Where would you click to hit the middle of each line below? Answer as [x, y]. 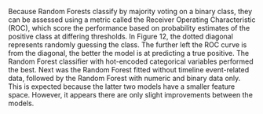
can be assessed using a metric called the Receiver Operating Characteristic [132, 20]
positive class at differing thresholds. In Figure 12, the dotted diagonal [121, 36]
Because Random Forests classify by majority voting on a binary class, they [130, 11]
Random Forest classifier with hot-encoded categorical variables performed [131, 61]
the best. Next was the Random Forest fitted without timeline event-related [129, 70]
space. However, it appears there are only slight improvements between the [131, 95]
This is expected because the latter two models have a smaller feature [122, 86]
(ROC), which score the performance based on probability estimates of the [129, 28]
